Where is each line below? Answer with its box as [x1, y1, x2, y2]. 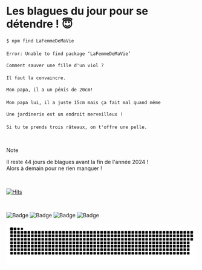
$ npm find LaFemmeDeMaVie [6, 38, 74, 44]
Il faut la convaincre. [6, 75, 67, 81]
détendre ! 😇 [6, 17, 73, 31]
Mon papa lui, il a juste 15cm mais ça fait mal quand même [6, 99, 161, 105]
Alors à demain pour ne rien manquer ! [6, 165, 102, 172]
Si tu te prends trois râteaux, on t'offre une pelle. [6, 124, 148, 130]
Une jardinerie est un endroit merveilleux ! [6, 111, 123, 117]
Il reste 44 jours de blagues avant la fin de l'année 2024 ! [6, 159, 149, 166]
